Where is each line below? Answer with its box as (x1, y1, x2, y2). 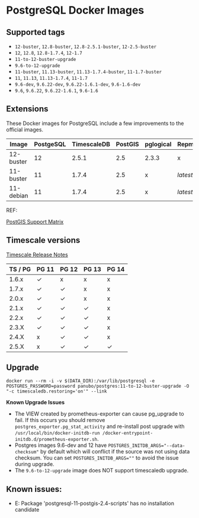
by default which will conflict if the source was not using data (40, 448, 190, 455)
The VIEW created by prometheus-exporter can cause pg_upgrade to (14, 410, 185, 417)
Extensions (6, 104, 49, 114)
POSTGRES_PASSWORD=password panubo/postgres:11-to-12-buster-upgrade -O (6, 383, 190, 390)
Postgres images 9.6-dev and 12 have (14, 442, 107, 449)
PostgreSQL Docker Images (6, 4, 145, 17)
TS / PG (9, 265, 31, 273)
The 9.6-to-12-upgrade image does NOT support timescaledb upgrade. (14, 467, 189, 474)
